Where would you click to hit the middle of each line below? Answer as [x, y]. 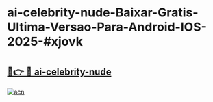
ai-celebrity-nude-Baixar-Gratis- [103, 13]
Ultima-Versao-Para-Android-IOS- [107, 27]
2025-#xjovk [45, 42]
